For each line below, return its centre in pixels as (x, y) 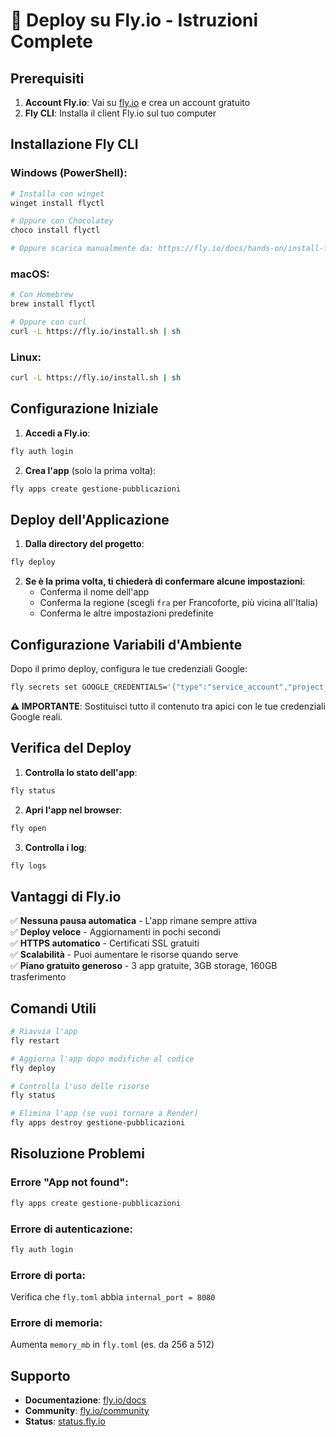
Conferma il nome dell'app (94, 592)
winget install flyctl (57, 203)
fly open (28, 828)
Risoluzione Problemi (77, 1154)
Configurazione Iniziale (84, 409)
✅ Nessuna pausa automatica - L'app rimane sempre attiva (134, 921)
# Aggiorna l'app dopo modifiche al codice (102, 1059)
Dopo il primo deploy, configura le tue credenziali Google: (129, 669)
